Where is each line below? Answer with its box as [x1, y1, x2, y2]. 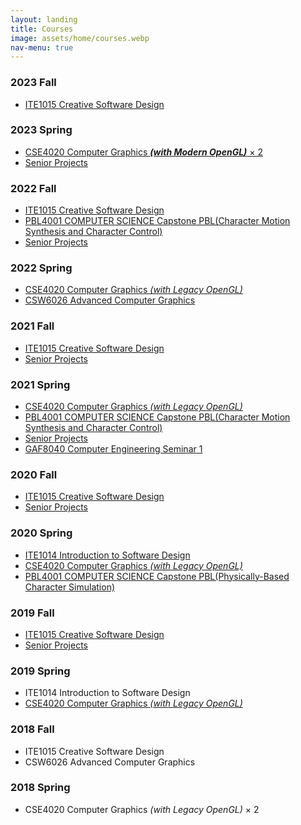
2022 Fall [10, 181, 57, 195]
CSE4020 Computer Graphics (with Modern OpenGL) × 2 [24, 146, 263, 158]
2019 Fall [10, 606, 55, 620]
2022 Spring [10, 261, 73, 275]
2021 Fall [10, 319, 55, 333]
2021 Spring [10, 377, 71, 391]
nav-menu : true [10, 42, 74, 53]
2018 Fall [10, 722, 55, 736]
